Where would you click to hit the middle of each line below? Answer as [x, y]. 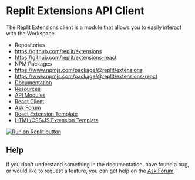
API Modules [30, 95]
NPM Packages [33, 64]
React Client [29, 101]
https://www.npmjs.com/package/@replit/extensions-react [86, 76]
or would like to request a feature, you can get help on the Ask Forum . [90, 171]
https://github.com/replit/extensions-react [65, 57]
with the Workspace [30, 33]
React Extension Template [46, 114]
